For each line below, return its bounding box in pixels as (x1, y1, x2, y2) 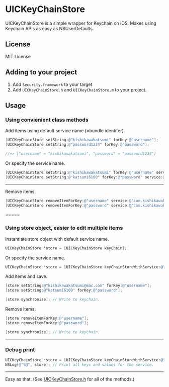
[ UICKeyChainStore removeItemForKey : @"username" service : (5, 198, 129, 203)
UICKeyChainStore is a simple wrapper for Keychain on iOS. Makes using (5, 20, 157, 26)
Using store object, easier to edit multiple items (5, 225, 123, 232)
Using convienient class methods (5, 116, 89, 123)
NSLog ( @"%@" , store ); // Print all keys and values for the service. (5, 362, 154, 367)
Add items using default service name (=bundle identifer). (5, 128, 125, 134)
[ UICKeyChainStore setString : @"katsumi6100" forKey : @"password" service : (5, 174, 163, 179)
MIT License (5, 53, 31, 59)
